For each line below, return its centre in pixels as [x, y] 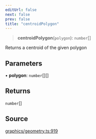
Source [17, 119]
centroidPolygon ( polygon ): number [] [54, 38]
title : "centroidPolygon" [32, 24]
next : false [17, 14]
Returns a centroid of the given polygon [46, 47]
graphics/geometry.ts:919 [32, 131]
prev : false [17, 19]
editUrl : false [21, 10]
